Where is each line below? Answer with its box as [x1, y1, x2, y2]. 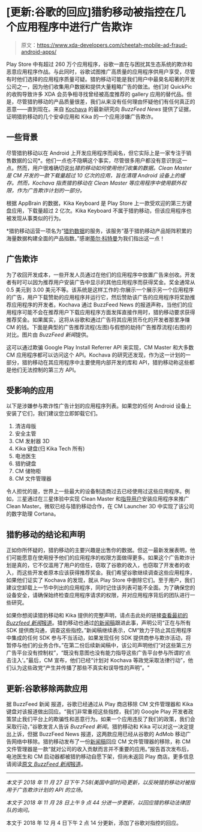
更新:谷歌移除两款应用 [6, 683, 88, 694]
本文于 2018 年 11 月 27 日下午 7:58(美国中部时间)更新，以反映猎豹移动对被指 [6, 779, 195, 786]
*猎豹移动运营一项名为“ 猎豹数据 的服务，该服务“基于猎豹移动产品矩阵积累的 [6, 227, 192, 234]
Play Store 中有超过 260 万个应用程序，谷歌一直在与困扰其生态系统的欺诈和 [6, 61, 193, 68]
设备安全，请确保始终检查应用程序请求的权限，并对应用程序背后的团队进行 [6, 592, 190, 599]
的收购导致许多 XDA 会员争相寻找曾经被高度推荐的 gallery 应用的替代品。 [6, 91, 187, 98]
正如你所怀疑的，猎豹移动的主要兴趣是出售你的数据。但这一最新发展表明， [6, 547, 190, 554]
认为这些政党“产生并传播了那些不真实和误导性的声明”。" [11, 664, 150, 671]
